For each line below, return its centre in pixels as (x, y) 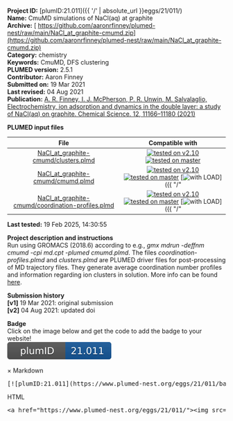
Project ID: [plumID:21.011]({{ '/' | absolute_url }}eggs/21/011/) (95, 11)
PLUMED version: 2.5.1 (40, 70)
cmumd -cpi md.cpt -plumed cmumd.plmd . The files (82, 252)
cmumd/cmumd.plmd (64, 181)
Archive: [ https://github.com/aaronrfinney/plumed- (81, 25)
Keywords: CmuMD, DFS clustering (58, 62)
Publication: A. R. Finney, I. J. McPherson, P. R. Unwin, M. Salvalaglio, (107, 99)
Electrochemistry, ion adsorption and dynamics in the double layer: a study (114, 106)
